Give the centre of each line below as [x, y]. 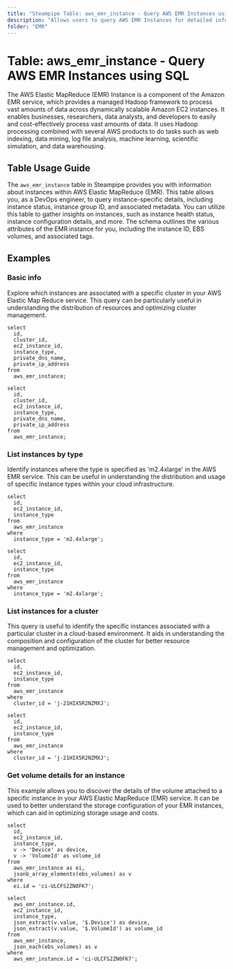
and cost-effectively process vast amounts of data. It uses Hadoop [103, 124]
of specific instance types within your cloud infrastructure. [91, 484]
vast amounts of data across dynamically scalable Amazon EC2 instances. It [116, 110]
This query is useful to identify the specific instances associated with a [109, 626]
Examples [29, 258]
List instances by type [45, 454]
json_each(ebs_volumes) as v [55, 947]
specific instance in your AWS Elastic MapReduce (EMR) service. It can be [113, 798]
